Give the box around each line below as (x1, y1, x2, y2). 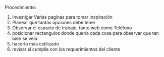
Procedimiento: (5, 5, 36, 10)
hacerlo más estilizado (12, 41, 59, 47)
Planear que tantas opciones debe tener (12, 20, 96, 25)
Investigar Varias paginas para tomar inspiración (12, 14, 113, 20)
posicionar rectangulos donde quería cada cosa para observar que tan (12, 30, 159, 36)
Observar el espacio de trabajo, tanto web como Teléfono (12, 25, 132, 31)
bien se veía (12, 35, 37, 41)
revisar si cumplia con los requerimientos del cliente (12, 46, 121, 52)
